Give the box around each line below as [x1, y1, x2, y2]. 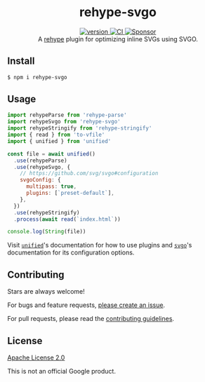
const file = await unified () [7, 150, 96, 158]
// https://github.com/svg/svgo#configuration [20, 170, 159, 177]
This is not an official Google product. [7, 367, 116, 375]
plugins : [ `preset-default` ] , [25, 190, 114, 197]
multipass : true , [25, 183, 77, 190]
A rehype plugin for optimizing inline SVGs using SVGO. [37, 34, 199, 43]
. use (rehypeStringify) [13, 209, 80, 216]
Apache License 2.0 [7, 353, 65, 362]
